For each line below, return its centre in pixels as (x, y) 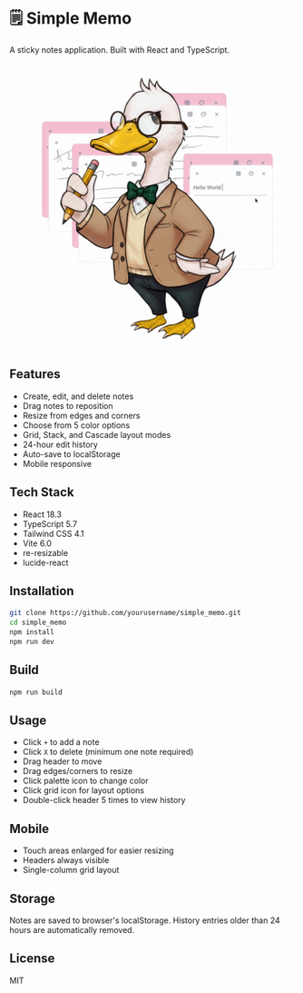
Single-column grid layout (71, 870)
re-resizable (45, 552)
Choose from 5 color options (76, 425)
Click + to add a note (61, 742)
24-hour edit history (60, 444)
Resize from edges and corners (81, 415)
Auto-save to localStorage (71, 454)
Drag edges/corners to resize (78, 771)
